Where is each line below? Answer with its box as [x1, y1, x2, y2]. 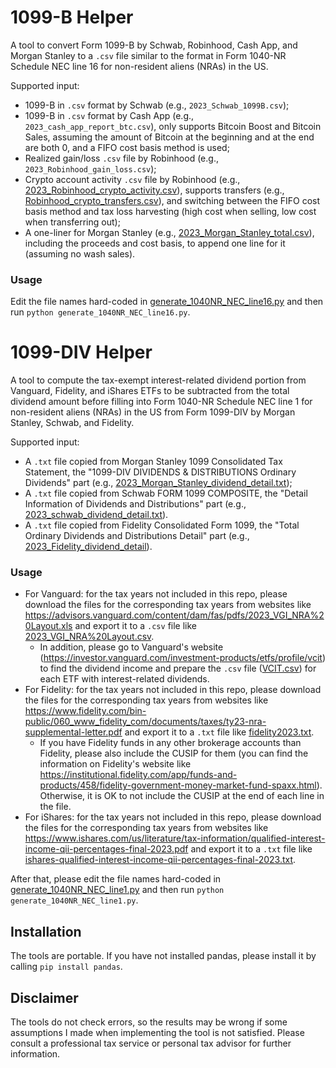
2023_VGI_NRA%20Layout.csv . [24, 631, 155, 643]
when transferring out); [24, 216, 121, 228]
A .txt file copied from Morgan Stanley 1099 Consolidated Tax [24, 456, 283, 468]
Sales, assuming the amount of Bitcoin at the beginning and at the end [24, 131, 315, 143]
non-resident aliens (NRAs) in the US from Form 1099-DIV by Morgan [10, 406, 296, 418]
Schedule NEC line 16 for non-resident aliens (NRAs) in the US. [10, 60, 269, 72]
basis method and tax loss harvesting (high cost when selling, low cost [24, 205, 317, 217]
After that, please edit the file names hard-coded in [10, 873, 222, 885]
